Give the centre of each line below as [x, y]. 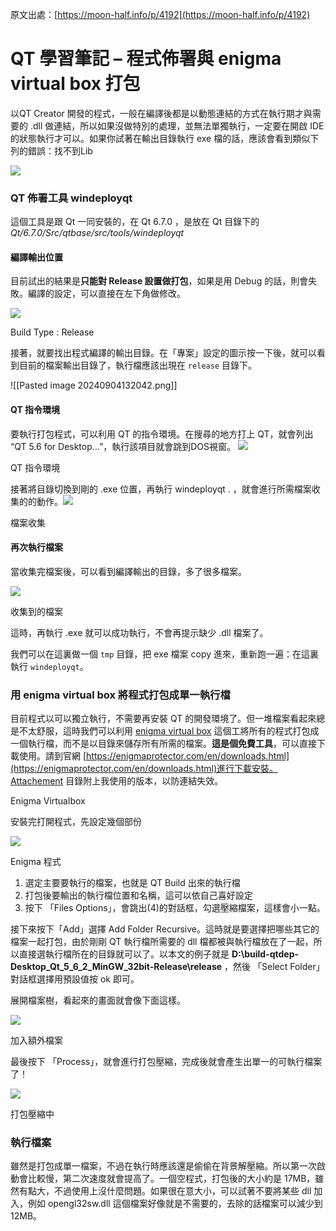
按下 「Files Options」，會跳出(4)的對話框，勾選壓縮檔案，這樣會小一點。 [175, 908]
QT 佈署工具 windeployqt [71, 198]
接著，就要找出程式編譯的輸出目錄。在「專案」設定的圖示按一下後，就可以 [163, 353]
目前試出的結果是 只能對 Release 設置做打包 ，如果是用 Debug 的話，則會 [159, 281]
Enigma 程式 [36, 862]
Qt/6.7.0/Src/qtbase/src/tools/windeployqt [97, 233]
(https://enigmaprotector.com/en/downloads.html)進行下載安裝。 [144, 769]
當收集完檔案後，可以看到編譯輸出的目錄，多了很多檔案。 [128, 571]
